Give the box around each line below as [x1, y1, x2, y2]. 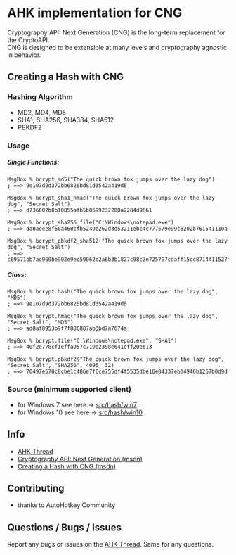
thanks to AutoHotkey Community [17, 501, 116, 509]
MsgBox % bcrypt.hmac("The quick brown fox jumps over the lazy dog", [7, 313, 218, 320]
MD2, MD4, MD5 [17, 108, 67, 117]
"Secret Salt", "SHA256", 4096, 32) [7, 362, 114, 369]
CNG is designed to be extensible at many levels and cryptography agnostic [7, 43, 228, 51]
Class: [7, 271, 27, 279]
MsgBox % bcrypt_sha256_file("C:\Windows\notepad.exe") [7, 219, 174, 226]
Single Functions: [7, 158, 60, 167]
